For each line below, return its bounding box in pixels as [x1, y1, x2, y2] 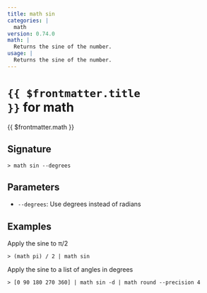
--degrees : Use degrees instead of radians [17, 200, 141, 209]
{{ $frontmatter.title [7, 86, 141, 100]
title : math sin [7, 10, 55, 18]
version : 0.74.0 [7, 30, 55, 38]
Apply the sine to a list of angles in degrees [7, 265, 134, 274]
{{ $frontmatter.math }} [7, 122, 74, 131]
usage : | [7, 50, 33, 57]
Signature [7, 143, 52, 156]
